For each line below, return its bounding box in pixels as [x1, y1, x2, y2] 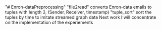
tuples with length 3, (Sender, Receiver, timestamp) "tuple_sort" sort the [5, 9, 152, 15]
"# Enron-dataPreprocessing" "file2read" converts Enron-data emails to [5, 4, 152, 10]
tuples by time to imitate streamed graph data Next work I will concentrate [5, 15, 157, 20]
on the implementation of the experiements [5, 19, 93, 25]
